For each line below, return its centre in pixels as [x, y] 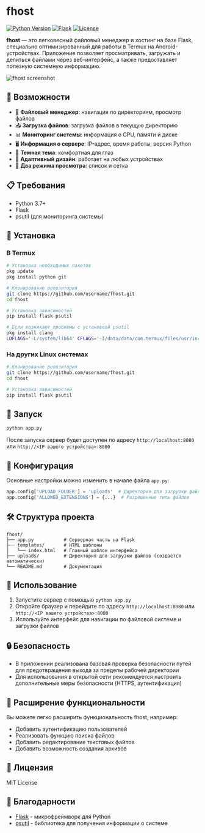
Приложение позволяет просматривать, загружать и [111, 53]
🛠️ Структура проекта [50, 517]
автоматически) [26, 561]
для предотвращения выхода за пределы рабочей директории [97, 670]
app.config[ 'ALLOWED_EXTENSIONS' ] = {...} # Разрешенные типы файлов [98, 497]
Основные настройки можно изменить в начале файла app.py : [88, 480]
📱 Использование [42, 585]
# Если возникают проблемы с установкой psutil [68, 327]
